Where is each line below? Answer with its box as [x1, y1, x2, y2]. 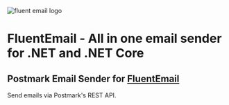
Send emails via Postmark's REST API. [7, 91, 117, 99]
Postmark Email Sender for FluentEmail [7, 73, 180, 84]
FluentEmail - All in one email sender [7, 31, 222, 46]
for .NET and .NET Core [7, 46, 144, 61]
